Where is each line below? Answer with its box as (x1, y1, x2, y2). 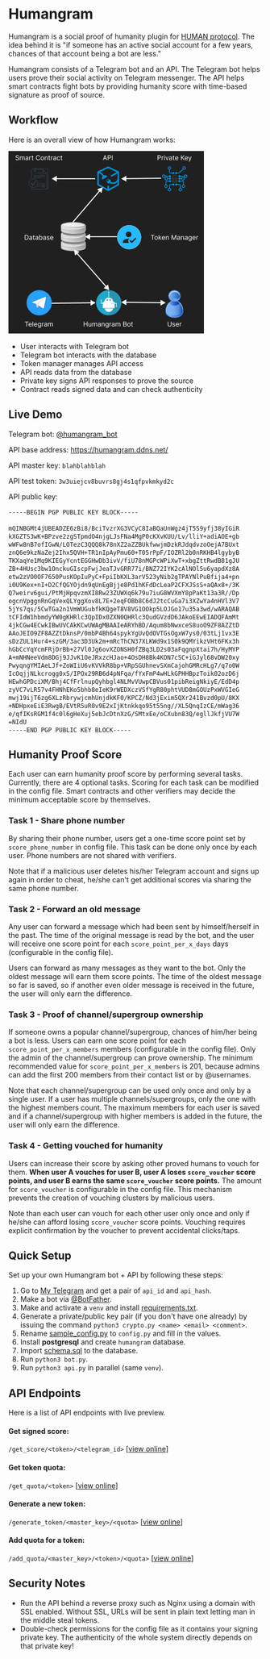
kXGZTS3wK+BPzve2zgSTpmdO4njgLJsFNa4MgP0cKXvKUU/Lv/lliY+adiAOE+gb (8, 532, 240, 540)
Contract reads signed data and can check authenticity (19, 384, 203, 394)
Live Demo (8, 408, 63, 422)
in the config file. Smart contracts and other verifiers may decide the (8, 786, 236, 796)
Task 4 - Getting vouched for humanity (8, 1140, 164, 1152)
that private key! (19, 1640, 74, 1650)
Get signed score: (8, 1426, 70, 1436)
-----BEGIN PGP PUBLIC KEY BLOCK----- (8, 508, 139, 516)
